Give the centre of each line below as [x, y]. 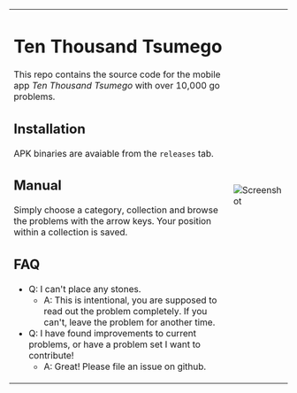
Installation [49, 128]
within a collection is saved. [71, 232]
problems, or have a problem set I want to [115, 344]
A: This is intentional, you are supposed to [130, 300]
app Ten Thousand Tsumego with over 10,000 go [117, 86]
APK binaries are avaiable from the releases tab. [114, 153]
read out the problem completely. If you [126, 311]
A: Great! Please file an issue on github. [125, 366]
